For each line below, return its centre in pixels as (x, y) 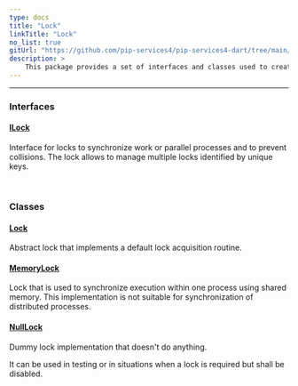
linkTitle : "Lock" (43, 34)
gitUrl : (24, 51)
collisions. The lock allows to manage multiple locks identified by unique (141, 157)
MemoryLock (34, 268)
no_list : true (35, 42)
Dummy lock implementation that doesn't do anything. (108, 347)
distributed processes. (50, 307)
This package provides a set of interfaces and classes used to (146, 68)
